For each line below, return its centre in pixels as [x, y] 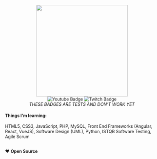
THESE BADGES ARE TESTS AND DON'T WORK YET [82, 104]
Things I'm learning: [26, 115]
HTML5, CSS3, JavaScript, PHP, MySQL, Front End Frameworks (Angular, [79, 126]
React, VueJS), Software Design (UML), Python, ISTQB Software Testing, [78, 132]
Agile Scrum [17, 137]
